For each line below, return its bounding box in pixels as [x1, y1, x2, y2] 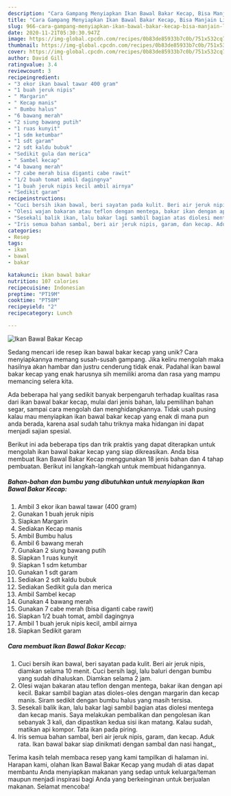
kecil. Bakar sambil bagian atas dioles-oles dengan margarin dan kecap [17, 688, 220, 697]
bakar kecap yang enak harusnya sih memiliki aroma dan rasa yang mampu [8, 369, 221, 378]
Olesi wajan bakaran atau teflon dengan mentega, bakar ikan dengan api [17, 681, 223, 690]
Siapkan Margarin [17, 516, 68, 525]
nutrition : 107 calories [8, 277, 79, 285]
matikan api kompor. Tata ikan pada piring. [17, 725, 138, 734]
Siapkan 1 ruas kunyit [17, 554, 78, 562]
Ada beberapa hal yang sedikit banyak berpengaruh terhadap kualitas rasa [8, 390, 219, 398]
